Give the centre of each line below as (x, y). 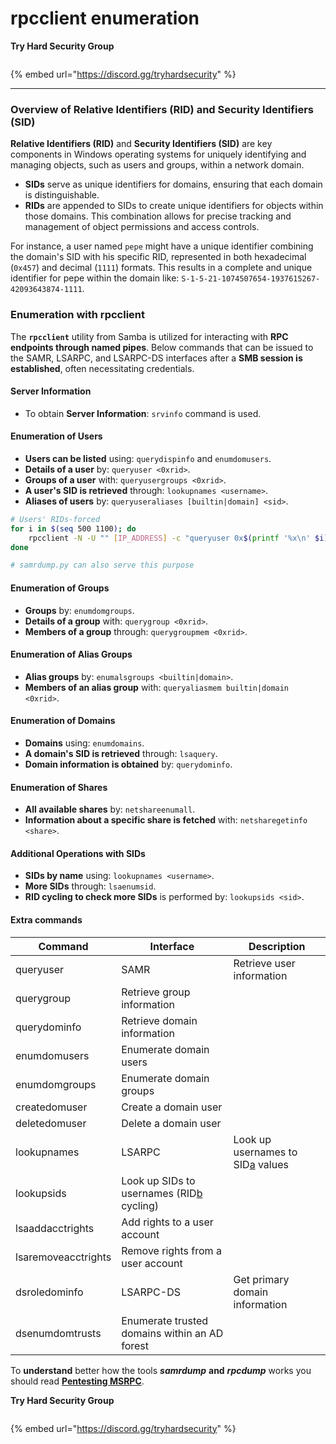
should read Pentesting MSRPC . (77, 1381)
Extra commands (46, 919)
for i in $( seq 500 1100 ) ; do (73, 528)
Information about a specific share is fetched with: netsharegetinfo (166, 820)
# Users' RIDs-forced (55, 519)
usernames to (265, 1152)
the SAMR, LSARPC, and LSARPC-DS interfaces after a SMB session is (156, 358)
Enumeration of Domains (63, 721)
